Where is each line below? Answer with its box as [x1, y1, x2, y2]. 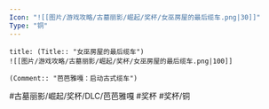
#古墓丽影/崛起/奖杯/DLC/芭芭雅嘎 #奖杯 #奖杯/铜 [9, 90, 191, 101]
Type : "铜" [9, 21, 49, 30]
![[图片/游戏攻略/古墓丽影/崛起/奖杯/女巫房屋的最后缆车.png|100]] [9, 57, 233, 66]
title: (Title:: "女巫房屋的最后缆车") [9, 47, 145, 56]
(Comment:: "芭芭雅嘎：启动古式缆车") [9, 74, 138, 82]
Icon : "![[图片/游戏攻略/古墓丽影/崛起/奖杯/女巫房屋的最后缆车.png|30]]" [9, 12, 261, 22]
